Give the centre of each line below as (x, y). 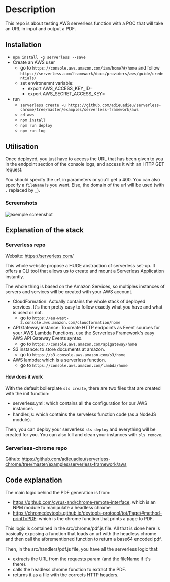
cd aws (27, 115)
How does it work (24, 377)
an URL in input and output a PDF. (41, 28)
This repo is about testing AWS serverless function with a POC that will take (84, 23)
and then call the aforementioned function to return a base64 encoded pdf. (84, 539)
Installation (23, 45)
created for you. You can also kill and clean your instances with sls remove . (84, 434)
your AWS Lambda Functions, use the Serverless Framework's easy (83, 333)
